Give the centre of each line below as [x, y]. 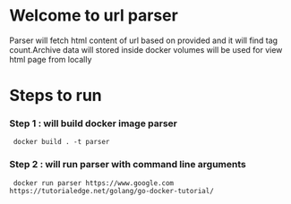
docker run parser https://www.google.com [94, 183]
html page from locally [51, 59]
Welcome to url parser [94, 16]
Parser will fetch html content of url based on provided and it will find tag [144, 40]
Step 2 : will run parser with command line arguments [128, 165]
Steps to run [56, 96]
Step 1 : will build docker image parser [93, 123]
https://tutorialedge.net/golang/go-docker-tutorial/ [112, 191]
